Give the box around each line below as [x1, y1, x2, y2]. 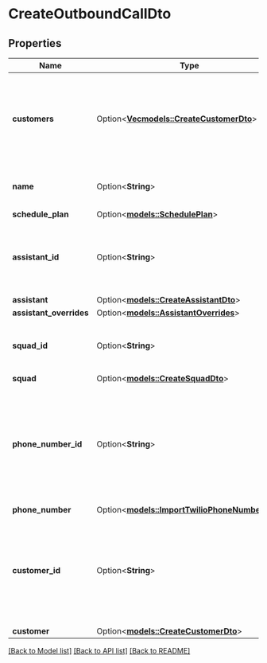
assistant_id [12, 252, 60, 263]
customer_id [12, 565, 61, 575]
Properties [8, 37, 62, 50]
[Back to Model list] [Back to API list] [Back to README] [8, 646, 191, 655]
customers [12, 113, 54, 124]
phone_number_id [12, 439, 83, 450]
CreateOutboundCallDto [8, 5, 172, 23]
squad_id [12, 340, 48, 351]
